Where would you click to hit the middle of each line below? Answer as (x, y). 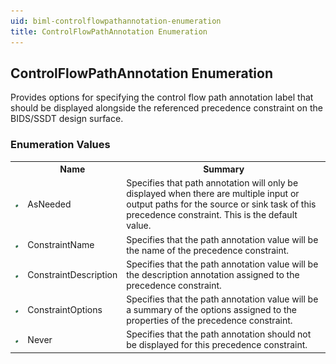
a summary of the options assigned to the (211, 310)
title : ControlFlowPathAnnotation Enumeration (109, 31)
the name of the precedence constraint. (208, 250)
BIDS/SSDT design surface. (67, 119)
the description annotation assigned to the (213, 274)
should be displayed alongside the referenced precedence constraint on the (166, 108)
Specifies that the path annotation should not (219, 334)
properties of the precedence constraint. (209, 321)
